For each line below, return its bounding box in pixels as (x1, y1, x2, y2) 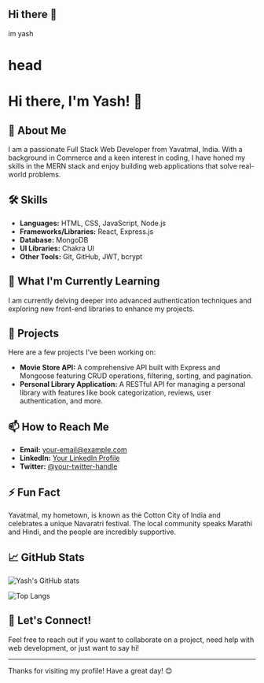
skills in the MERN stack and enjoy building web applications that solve (8, 161, 237, 170)
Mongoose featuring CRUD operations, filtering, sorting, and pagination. (19, 371, 253, 380)
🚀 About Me (8, 124, 67, 137)
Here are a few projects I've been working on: (8, 347, 156, 357)
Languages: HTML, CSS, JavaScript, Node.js (19, 218, 167, 228)
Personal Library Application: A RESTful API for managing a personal (19, 380, 246, 389)
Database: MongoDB (19, 235, 89, 244)
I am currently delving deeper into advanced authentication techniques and (8, 295, 252, 305)
